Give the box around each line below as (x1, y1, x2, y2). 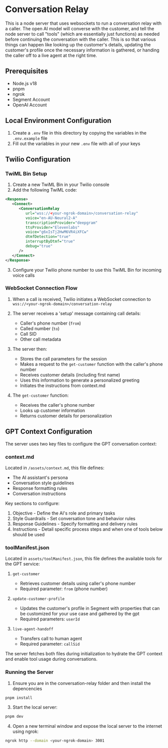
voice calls (12, 272, 35, 278)
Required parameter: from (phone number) (20, 586, 108, 592)
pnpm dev (5, 714, 24, 719)
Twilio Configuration (5, 155, 71, 163)
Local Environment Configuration (5, 116, 112, 125)
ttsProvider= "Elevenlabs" (25, 225, 80, 230)
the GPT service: (5, 561, 40, 567)
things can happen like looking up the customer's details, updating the (5, 41, 151, 47)
